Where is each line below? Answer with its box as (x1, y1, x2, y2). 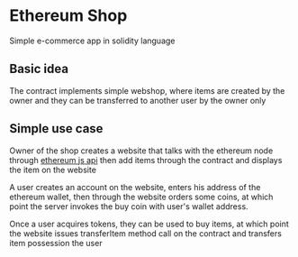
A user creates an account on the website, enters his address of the (9, 181, 261, 192)
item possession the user (9, 237, 103, 248)
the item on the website (9, 164, 97, 175)
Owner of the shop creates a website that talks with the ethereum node (9, 145, 274, 156)
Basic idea (9, 61, 69, 77)
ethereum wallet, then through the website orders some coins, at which (9, 191, 274, 202)
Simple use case (9, 121, 104, 136)
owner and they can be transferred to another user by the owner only (9, 95, 266, 106)
